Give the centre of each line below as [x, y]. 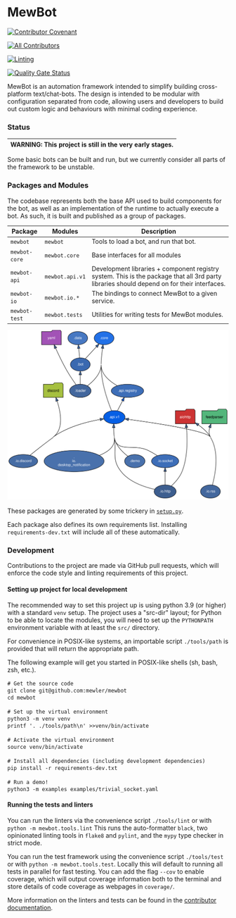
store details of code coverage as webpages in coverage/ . [91, 886]
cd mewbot [22, 697]
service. [103, 301]
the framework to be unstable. [51, 167]
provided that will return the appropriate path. [73, 648]
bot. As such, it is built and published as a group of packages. [97, 216]
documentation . [30, 907]
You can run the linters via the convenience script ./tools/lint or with [110, 820]
